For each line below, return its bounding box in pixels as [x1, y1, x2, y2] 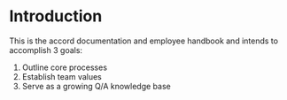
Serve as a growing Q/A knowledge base [21, 81, 171, 91]
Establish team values [21, 71, 102, 81]
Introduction [9, 6, 103, 27]
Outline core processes [21, 62, 108, 73]
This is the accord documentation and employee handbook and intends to [9, 35, 279, 46]
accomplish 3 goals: [9, 44, 82, 55]
